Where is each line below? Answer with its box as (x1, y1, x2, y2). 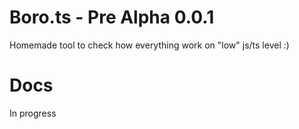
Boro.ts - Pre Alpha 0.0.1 (9, 6, 215, 29)
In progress (9, 107, 57, 119)
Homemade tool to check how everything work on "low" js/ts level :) (9, 39, 290, 51)
